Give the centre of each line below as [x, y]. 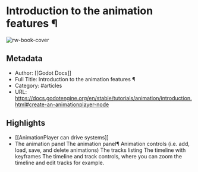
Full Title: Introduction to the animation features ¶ [75, 79]
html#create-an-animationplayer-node [62, 104]
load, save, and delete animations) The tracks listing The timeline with [100, 150]
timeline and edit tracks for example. [59, 163]
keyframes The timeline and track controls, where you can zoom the [98, 156]
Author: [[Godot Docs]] [43, 73]
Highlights [26, 123]
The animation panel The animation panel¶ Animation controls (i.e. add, [102, 144]
